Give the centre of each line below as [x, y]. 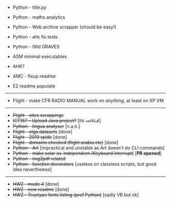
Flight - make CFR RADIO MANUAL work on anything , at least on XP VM [88, 100]
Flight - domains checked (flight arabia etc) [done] [65, 142]
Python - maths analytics [39, 17]
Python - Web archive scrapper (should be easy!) [64, 27]
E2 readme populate [34, 86]
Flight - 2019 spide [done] [40, 137]
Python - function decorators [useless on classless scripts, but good [84, 164]
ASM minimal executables [40, 56]
